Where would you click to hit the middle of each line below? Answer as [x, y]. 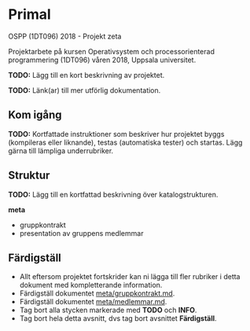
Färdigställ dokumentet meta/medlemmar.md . [93, 302]
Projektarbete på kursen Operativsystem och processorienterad [111, 51]
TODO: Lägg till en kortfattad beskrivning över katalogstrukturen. [113, 194]
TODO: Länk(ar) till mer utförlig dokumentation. [85, 90]
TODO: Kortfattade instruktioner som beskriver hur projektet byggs [116, 134]
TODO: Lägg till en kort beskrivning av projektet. [86, 75]
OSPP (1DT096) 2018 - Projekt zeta [65, 36]
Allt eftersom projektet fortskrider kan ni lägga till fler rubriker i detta [130, 277]
